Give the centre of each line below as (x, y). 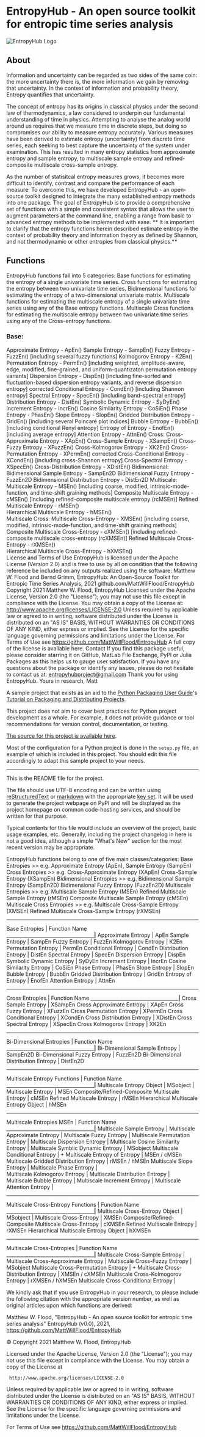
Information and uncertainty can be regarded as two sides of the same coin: (102, 75)
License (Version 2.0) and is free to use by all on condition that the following (102, 564)
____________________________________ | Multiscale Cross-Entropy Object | (95, 1211)
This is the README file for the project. (55, 778)
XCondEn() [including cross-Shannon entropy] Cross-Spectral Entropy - (97, 460)
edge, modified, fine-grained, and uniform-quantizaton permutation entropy (102, 369)
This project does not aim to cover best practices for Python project (92, 711)
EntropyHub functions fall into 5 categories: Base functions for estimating (99, 275)
